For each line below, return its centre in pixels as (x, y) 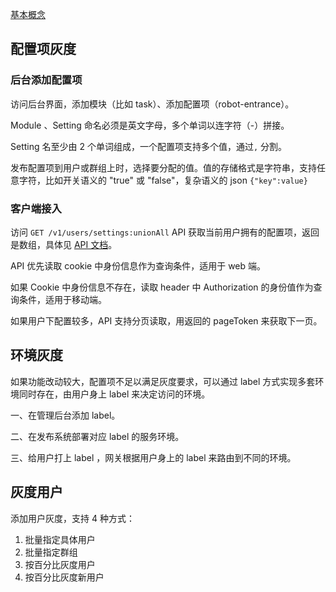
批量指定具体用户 (60, 539)
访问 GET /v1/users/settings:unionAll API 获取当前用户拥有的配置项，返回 (165, 232)
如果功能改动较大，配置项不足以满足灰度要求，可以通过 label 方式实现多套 (163, 381)
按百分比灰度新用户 (64, 577)
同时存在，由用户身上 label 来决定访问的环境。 (114, 394)
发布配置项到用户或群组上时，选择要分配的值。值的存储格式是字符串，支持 (163, 167)
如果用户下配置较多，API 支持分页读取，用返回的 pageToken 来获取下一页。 (166, 320)
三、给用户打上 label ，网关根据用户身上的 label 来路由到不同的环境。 (153, 457)
